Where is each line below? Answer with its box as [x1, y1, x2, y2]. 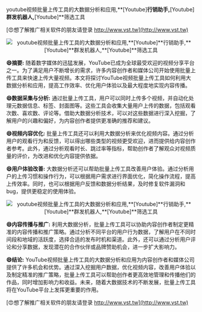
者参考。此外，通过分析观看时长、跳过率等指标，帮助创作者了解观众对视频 [6, 145, 191, 152]
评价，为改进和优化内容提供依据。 [16, 153, 101, 159]
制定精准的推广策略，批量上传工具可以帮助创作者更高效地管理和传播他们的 [11, 271, 196, 278]
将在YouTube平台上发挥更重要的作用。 [6, 286, 102, 293]
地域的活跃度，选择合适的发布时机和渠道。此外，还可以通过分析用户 [22, 236, 191, 243]
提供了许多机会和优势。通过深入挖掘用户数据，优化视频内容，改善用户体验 [6, 264, 191, 271]
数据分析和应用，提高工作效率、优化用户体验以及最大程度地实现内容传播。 [6, 82, 191, 89]
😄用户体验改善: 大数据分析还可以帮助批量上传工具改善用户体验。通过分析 [6, 165, 189, 172]
